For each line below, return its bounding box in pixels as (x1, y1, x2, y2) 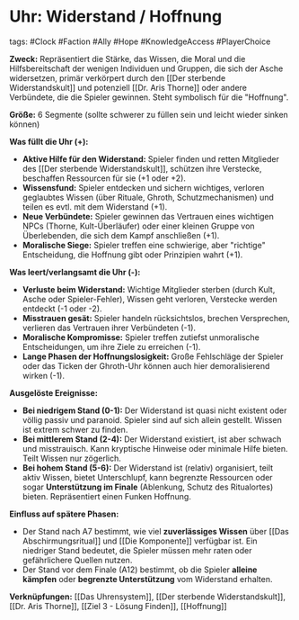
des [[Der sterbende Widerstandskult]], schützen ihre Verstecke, (22, 163, 262, 174)
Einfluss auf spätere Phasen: (9, 508, 119, 519)
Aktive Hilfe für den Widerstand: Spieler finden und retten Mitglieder (22, 153, 280, 164)
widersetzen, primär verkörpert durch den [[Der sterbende (9, 72, 226, 83)
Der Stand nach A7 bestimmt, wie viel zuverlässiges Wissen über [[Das (22, 526, 289, 536)
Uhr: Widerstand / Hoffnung (9, 6, 223, 27)
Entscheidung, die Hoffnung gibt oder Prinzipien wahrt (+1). (22, 249, 243, 260)
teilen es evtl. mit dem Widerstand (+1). (22, 201, 168, 212)
